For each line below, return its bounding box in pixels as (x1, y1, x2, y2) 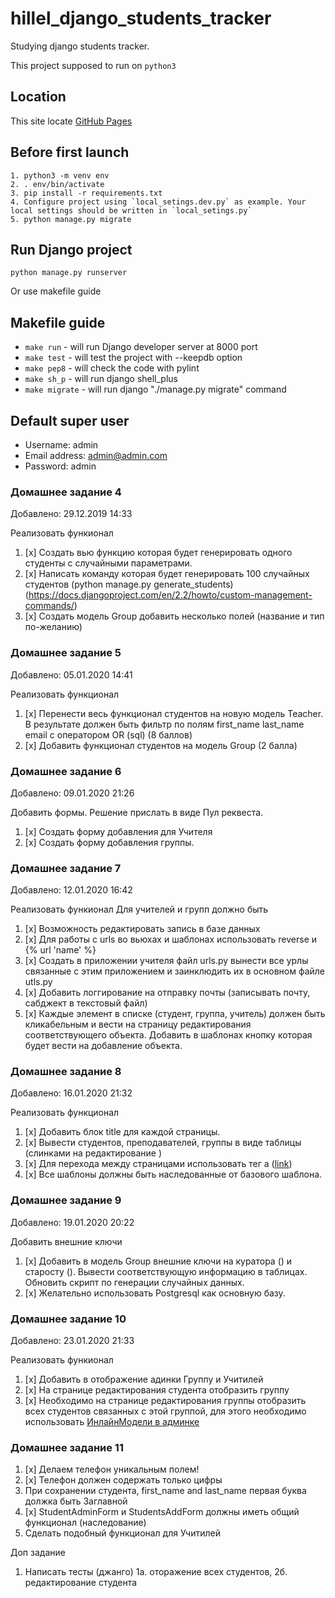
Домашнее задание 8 (10, 1065, 122, 1079)
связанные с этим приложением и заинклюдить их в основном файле (24, 965, 326, 977)
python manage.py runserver (10, 268, 128, 278)
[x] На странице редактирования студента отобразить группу (24, 1384, 290, 1396)
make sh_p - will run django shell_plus (24, 373, 178, 385)
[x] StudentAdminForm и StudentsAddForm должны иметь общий (24, 1506, 300, 1518)
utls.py (24, 976, 53, 988)
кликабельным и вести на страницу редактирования (24, 1018, 252, 1031)
